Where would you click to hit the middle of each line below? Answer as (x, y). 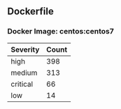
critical (22, 84)
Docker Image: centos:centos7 (60, 31)
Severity (25, 50)
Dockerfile (31, 12)
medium (24, 73)
